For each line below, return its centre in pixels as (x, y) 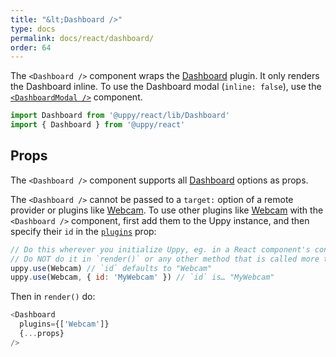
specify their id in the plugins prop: (83, 231)
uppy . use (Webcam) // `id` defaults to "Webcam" (111, 268)
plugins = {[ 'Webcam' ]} (64, 324)
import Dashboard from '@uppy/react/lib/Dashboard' (120, 116)
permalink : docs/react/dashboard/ (82, 38)
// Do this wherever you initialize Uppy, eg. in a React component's (160, 249)
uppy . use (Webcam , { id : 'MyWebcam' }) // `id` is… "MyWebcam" (142, 277)
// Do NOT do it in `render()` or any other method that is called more (165, 259)
